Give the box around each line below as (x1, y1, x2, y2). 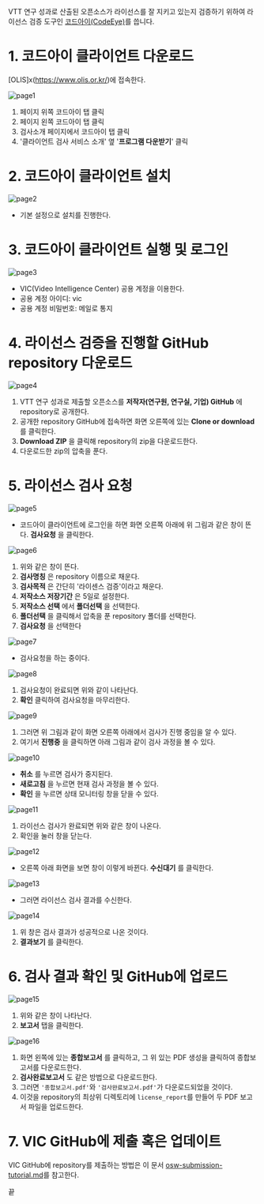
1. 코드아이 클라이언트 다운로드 (8, 47, 194, 66)
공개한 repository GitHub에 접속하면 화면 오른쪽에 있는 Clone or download (19, 416, 255, 426)
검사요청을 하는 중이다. (19, 653, 90, 662)
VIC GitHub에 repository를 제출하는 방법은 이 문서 (8, 1160, 164, 1169)
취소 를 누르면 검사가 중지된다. (19, 769, 113, 778)
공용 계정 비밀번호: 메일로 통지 (19, 303, 113, 313)
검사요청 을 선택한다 (19, 621, 81, 630)
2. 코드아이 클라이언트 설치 (8, 167, 172, 186)
